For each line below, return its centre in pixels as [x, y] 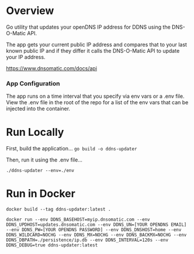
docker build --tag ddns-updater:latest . [58, 210]
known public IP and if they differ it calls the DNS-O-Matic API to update [93, 50]
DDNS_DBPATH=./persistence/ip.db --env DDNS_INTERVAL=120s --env [87, 240]
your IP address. [26, 57]
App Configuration [33, 83]
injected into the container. [38, 109]
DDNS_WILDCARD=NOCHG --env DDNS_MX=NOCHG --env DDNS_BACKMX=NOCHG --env [96, 235]
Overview [30, 11]
